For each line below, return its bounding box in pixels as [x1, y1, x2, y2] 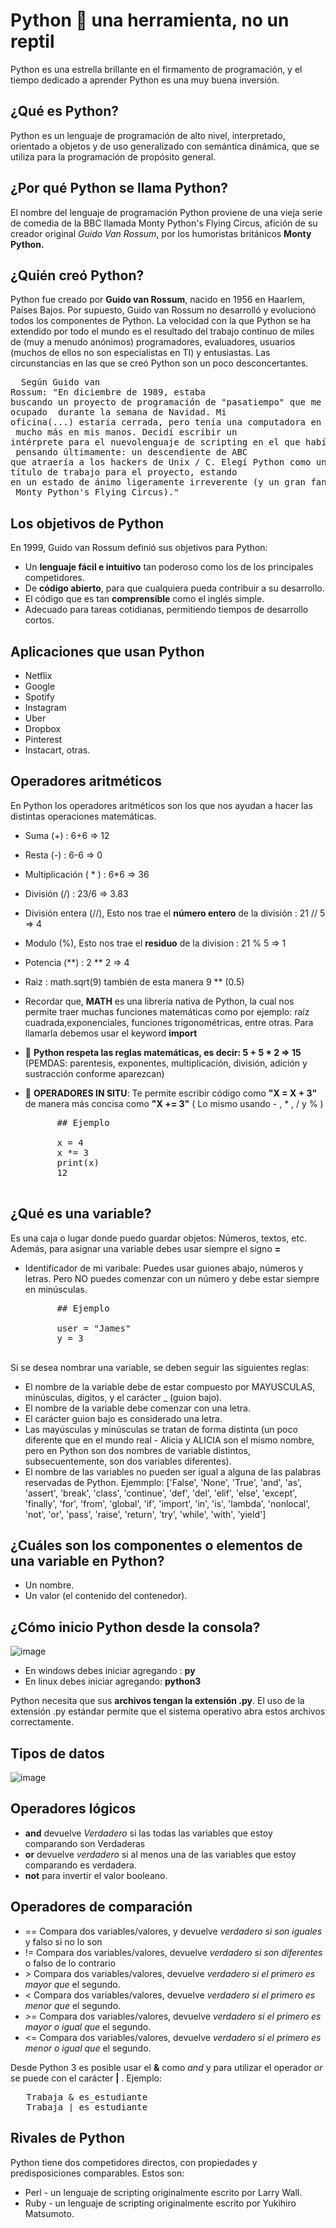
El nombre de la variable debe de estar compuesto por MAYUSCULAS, [24, 1380, 316, 1393]
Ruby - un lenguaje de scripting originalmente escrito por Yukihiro [24, 2197, 297, 2209]
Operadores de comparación [10, 1899, 193, 1916]
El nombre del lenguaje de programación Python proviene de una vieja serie [10, 206, 323, 218]
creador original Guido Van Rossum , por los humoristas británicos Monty [10, 227, 312, 239]
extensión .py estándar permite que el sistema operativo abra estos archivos [10, 1705, 326, 1718]
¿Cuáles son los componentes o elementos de [10, 1537, 303, 1554]
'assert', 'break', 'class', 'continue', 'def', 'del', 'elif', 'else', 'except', [24, 1487, 298, 1499]
